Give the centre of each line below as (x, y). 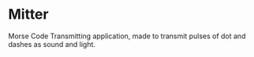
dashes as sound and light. (52, 44)
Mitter (28, 14)
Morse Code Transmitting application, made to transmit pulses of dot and (127, 36)
